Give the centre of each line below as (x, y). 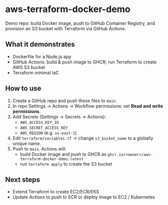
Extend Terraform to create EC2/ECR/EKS (56, 192)
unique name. (27, 143)
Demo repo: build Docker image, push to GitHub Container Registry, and (80, 23)
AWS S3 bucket (29, 67)
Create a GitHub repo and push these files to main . (65, 100)
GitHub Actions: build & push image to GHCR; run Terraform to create (85, 62)
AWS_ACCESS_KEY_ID (39, 122)
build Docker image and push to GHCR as (63, 154)
